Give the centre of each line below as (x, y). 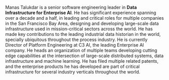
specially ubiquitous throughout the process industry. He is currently (76, 39)
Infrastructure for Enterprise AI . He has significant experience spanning (81, 13)
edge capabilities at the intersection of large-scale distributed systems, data (84, 56)
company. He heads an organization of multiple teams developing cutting (81, 50)
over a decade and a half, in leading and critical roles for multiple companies (84, 18)
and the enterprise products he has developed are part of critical (72, 66)
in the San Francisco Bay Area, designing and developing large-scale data (82, 23)
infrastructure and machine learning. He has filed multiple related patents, (82, 61)
